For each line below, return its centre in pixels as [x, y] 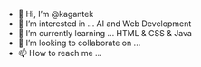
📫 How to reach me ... [60, 53]
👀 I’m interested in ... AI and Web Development [105, 24]
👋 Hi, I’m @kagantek [56, 14]
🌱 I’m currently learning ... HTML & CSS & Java [105, 33]
